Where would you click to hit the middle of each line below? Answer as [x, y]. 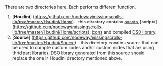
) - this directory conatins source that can [116, 43]
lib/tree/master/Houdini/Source [43, 43]
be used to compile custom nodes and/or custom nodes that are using [83, 48]
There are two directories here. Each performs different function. [70, 7]
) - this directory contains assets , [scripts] [115, 22]
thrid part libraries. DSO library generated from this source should [79, 53]
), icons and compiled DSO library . [122, 32]
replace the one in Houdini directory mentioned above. [67, 58]
